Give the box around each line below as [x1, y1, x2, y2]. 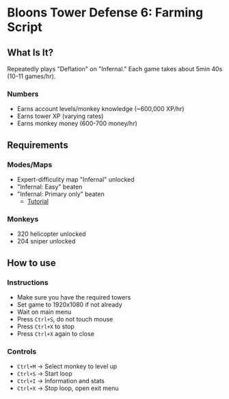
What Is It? [7, 47, 53, 58]
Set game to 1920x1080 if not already [16, 300, 123, 309]
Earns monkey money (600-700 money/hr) [16, 119, 138, 128]
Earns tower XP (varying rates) [16, 112, 104, 121]
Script [7, 19, 42, 35]
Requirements [7, 139, 68, 151]
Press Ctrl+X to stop [16, 322, 75, 330]
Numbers [7, 89, 39, 99]
